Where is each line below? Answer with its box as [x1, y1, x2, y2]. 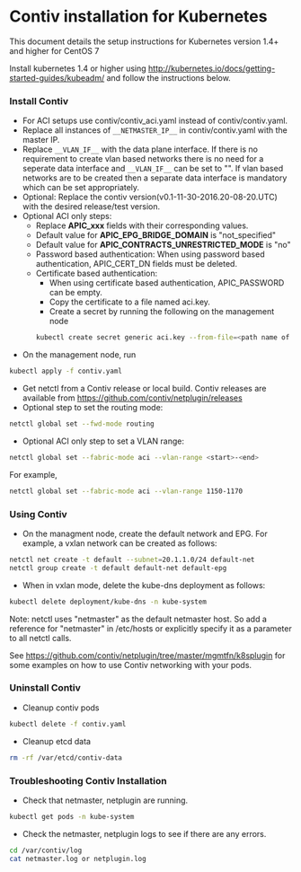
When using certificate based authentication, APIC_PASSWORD [49, 277, 285, 288]
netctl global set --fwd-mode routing [9, 419, 155, 428]
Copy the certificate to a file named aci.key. [49, 296, 211, 307]
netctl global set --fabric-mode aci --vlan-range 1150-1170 [9, 487, 243, 496]
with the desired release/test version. [22, 201, 160, 212]
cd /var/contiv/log [9, 846, 83, 855]
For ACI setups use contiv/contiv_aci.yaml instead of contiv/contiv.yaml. [22, 115, 288, 127]
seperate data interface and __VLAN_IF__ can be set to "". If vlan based [22, 163, 284, 174]
